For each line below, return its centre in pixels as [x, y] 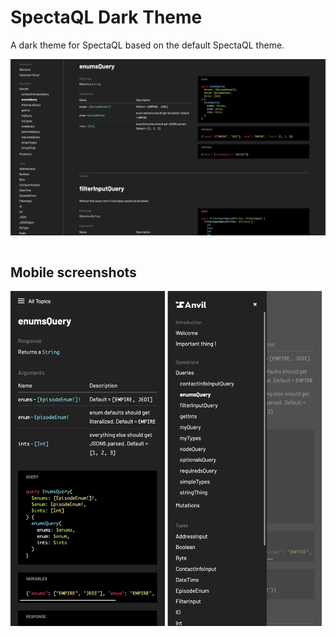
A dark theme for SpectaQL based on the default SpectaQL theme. [147, 45]
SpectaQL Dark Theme [106, 17]
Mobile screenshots [73, 272]
